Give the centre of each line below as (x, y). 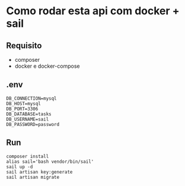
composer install (28, 156)
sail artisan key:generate (39, 172)
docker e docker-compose (47, 66)
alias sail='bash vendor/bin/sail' (50, 162)
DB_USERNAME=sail (28, 119)
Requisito (24, 45)
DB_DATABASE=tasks (29, 114)
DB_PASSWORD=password (33, 124)
